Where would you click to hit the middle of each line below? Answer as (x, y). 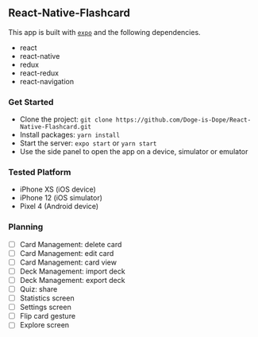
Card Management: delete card (71, 244)
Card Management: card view (68, 262)
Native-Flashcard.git (55, 127)
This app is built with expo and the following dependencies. (104, 32)
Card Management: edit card (67, 253)
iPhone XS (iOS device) (58, 189)
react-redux (39, 73)
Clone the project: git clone (66, 119)
